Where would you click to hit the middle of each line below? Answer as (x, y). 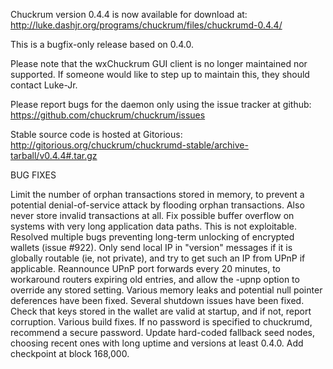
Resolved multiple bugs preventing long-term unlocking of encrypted (152, 237)
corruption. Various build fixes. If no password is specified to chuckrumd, (161, 322)
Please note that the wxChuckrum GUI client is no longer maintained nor (159, 63)
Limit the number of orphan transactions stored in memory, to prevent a (157, 194)
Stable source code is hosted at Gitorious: (96, 134)
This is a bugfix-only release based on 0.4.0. (102, 44)
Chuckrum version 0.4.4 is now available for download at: (129, 14)
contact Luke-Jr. (44, 85)
